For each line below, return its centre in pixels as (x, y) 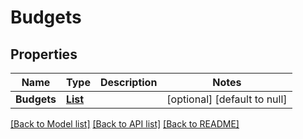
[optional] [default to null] (227, 99)
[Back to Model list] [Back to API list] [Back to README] (125, 124)
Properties (44, 54)
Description (128, 82)
